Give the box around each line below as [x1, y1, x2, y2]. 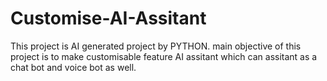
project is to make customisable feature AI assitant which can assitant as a [10, 50, 318, 62]
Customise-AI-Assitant [10, 7, 207, 30]
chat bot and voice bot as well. [10, 61, 137, 73]
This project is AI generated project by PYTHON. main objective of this [10, 40, 302, 52]
